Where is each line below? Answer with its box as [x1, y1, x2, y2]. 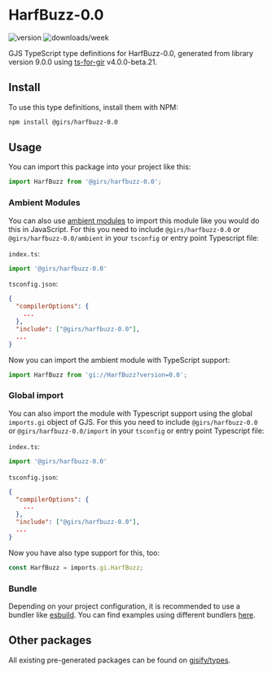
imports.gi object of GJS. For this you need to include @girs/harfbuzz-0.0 [8, 417, 258, 426]
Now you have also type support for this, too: [8, 548, 160, 557]
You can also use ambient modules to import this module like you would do [8, 216, 260, 225]
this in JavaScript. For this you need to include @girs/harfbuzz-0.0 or [8, 224, 240, 234]
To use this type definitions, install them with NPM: [8, 102, 179, 111]
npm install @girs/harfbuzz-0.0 [8, 118, 118, 126]
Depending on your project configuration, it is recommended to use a [8, 601, 240, 611]
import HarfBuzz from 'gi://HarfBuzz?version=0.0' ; [8, 370, 187, 379]
